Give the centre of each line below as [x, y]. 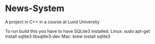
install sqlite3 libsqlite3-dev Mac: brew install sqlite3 [58, 36]
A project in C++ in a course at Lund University [52, 22]
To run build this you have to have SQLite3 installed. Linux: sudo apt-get [77, 31]
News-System [35, 8]
